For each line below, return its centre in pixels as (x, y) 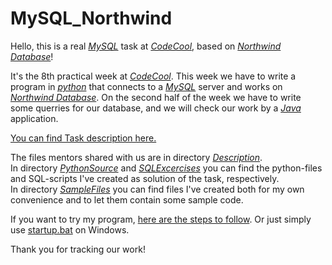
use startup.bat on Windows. (70, 229)
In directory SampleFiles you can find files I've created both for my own (157, 189)
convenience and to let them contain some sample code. (127, 199)
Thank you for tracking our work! (78, 249)
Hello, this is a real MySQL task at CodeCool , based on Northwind (146, 46)
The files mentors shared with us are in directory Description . (136, 157)
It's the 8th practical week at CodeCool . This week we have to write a (153, 76)
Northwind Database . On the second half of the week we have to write (156, 97)
